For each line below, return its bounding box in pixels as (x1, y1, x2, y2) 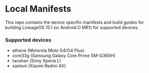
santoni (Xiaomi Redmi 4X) (12, 63, 66, 69)
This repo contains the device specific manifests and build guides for (5, 19, 144, 25)
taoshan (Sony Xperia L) (12, 58, 61, 64)
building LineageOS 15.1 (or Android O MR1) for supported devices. (5, 24, 139, 30)
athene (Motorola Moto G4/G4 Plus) (12, 47, 85, 54)
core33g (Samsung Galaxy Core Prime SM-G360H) (12, 53, 116, 58)
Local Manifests (5, 3, 72, 15)
